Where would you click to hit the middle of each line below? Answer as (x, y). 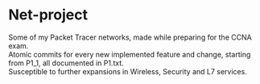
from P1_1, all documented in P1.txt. (66, 63)
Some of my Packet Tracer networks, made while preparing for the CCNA (130, 37)
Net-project (48, 15)
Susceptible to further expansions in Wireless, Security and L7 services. (128, 71)
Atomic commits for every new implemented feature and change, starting (130, 54)
